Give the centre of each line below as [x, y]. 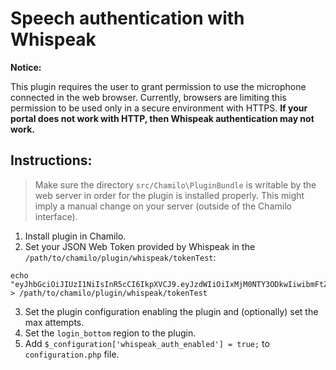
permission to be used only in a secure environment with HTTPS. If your [159, 108]
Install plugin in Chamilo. [75, 236]
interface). [56, 216]
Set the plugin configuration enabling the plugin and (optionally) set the [171, 311]
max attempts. [54, 322]
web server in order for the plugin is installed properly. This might [169, 195]
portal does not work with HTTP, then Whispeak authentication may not [162, 118]
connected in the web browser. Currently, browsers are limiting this [148, 97]
